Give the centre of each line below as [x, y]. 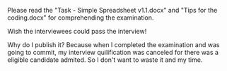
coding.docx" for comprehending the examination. [81, 18]
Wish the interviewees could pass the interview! [77, 31]
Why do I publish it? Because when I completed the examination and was [113, 45]
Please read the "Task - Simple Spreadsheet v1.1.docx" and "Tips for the [112, 10]
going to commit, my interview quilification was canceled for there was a [113, 52]
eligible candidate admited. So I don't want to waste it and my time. [105, 60]
